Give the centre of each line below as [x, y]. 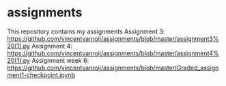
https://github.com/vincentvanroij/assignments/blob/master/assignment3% [113, 38]
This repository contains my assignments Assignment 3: [86, 31]
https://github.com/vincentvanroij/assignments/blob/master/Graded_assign [113, 68]
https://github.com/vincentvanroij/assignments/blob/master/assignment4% [113, 53]
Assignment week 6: [60, 60]
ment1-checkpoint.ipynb [41, 75]
